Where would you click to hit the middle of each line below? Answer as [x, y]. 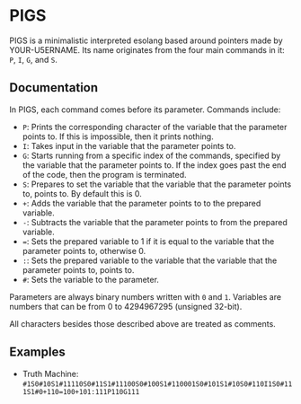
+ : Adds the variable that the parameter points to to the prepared [142, 203]
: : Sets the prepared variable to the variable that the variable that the [150, 260]
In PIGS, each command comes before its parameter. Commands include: [145, 110]
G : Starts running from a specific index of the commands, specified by [151, 155]
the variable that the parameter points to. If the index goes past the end [154, 165]
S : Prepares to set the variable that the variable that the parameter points [157, 184]
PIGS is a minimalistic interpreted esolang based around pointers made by [146, 40]
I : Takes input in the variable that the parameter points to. [129, 145]
